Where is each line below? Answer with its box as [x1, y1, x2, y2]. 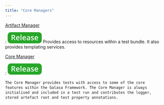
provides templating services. [5, 44, 66, 50]
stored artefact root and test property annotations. [5, 95, 119, 100]
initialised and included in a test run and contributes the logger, [5, 90, 152, 95]
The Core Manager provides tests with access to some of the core [5, 80, 145, 85]
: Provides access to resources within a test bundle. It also [5, 39, 160, 45]
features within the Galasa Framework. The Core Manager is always [5, 85, 148, 90]
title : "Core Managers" [5, 8, 55, 13]
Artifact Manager [5, 22, 40, 28]
